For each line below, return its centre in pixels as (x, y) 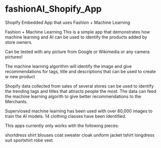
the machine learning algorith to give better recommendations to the (73, 96)
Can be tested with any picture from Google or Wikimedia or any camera (77, 52)
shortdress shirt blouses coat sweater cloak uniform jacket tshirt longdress (80, 135)
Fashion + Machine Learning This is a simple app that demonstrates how (78, 32)
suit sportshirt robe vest (29, 140)
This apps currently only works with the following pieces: (62, 126)
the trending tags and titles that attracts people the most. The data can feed (81, 91)
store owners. (19, 42)
